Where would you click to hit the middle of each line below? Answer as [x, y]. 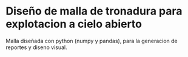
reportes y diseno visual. [36, 47]
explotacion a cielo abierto [74, 24]
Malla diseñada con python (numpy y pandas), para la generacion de [92, 41]
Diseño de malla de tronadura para [94, 11]
